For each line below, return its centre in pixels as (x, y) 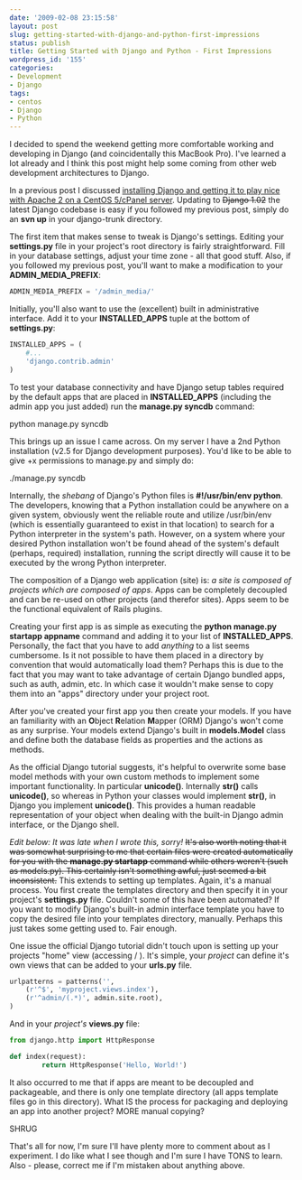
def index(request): (48, 1056)
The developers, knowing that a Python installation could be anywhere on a (149, 505)
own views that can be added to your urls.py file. (101, 965)
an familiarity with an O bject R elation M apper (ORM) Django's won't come (146, 720)
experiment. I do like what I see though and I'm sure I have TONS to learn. (146, 1156)
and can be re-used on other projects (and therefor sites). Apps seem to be (149, 599)
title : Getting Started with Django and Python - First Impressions (141, 51)
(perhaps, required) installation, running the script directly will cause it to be (150, 553)
